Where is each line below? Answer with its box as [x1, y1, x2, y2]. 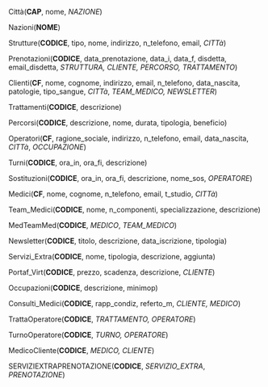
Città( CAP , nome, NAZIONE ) [8, 7, 103, 16]
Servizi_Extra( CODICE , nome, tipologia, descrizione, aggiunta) [8, 252, 216, 261]
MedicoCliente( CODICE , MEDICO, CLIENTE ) [8, 346, 155, 355]
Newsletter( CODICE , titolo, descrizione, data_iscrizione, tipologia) [8, 236, 228, 246]
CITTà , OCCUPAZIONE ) [8, 142, 87, 152]
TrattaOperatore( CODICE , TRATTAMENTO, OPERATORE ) [8, 314, 196, 324]
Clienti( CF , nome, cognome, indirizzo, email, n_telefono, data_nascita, [8, 78, 241, 87]
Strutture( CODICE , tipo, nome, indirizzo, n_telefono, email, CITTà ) [8, 38, 227, 48]
